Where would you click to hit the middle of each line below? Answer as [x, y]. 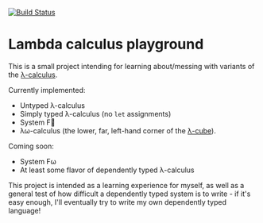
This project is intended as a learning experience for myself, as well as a [126, 185]
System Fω [38, 161]
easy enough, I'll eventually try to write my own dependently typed [118, 202]
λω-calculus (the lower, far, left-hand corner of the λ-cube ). [118, 130]
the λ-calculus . [33, 75]
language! [25, 210]
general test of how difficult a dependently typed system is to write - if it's [130, 194]
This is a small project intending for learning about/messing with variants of [131, 66]
